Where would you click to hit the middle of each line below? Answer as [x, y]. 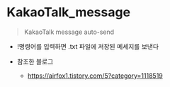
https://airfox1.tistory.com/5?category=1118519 [95, 76]
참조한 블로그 [35, 62]
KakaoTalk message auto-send [69, 32]
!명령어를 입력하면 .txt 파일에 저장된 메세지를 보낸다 [88, 46]
